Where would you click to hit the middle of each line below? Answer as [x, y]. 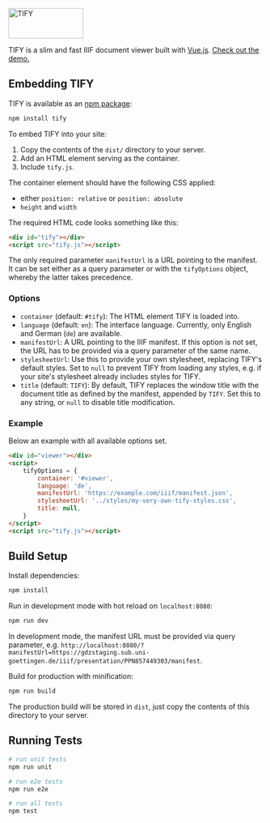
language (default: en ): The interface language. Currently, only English [136, 325]
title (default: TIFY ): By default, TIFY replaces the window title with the [139, 385]
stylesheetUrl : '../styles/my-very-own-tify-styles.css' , [137, 501]
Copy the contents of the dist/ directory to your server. [113, 149]
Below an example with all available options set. [88, 441]
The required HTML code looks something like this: [93, 222]
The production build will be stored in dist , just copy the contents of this [129, 707]
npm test [23, 811]
